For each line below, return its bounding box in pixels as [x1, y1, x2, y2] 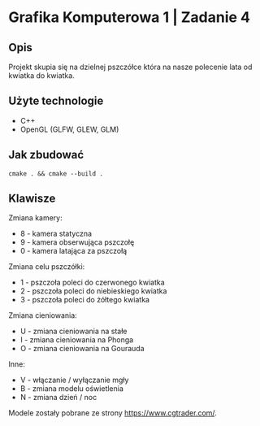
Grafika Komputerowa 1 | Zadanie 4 [8, 8, 250, 27]
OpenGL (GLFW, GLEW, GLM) [19, 124, 119, 134]
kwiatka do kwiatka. [8, 71, 75, 80]
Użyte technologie [8, 94, 104, 108]
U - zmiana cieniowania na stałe [19, 326, 128, 337]
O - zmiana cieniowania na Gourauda [19, 344, 145, 354]
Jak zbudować [8, 148, 84, 162]
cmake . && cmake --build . [8, 169, 104, 178]
